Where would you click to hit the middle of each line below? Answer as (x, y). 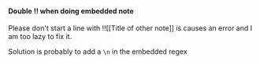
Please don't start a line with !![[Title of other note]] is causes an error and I (130, 28)
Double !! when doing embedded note (71, 11)
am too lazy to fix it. (40, 37)
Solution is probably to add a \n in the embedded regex (98, 52)
